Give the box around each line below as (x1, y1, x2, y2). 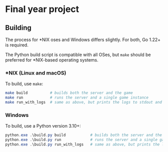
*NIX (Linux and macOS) (5, 69, 66, 76)
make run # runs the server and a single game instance (5, 95, 149, 100)
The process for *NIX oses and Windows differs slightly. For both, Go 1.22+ (5, 36, 161, 42)
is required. (5, 42, 28, 48)
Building (5, 23, 31, 32)
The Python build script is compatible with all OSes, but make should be (5, 51, 151, 57)
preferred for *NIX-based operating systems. (5, 57, 98, 63)
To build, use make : (5, 81, 43, 87)
